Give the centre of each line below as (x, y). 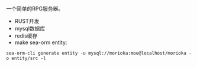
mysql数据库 (30, 29)
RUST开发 (27, 21)
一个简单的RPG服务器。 (35, 9)
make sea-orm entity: (41, 42)
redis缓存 (26, 36)
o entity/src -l (26, 58)
